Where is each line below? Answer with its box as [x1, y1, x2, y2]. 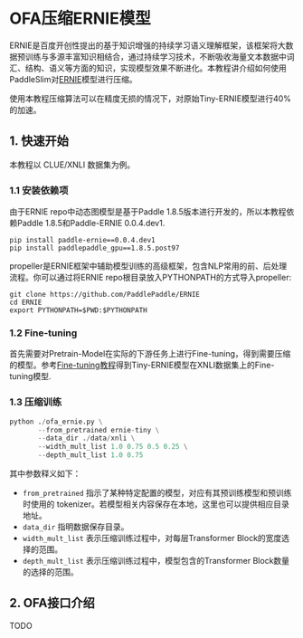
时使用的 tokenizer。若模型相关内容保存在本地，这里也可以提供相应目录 [22, 499, 289, 509]
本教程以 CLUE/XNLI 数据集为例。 [9, 159, 136, 170]
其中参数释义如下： [9, 468, 81, 480]
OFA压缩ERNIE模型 [9, 8, 151, 29]
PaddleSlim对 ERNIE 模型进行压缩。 [9, 73, 137, 84]
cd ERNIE [9, 298, 43, 308]
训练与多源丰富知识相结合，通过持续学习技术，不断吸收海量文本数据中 [24, 51, 287, 62]
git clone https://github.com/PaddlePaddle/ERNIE [9, 290, 201, 300]
